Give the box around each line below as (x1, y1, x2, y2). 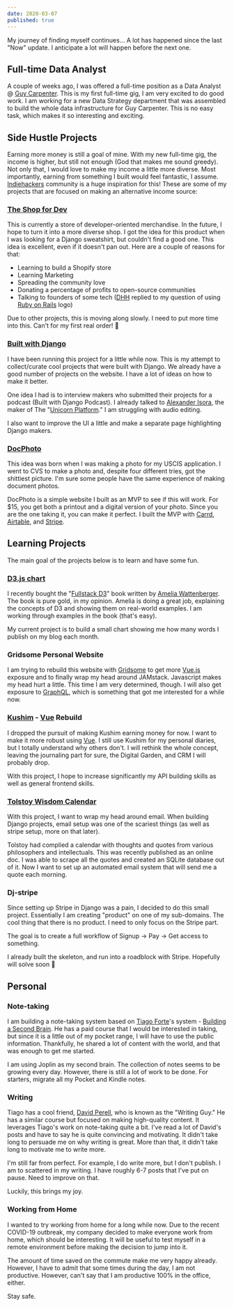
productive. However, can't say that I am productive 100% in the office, (7, 1271, 211, 1279)
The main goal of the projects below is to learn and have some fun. (7, 556, 199, 565)
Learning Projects (7, 537, 86, 549)
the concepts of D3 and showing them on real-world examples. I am (7, 604, 203, 613)
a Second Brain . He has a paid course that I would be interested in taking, (7, 1025, 218, 1032)
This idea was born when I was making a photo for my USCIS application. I (7, 459, 221, 468)
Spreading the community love (17, 278, 106, 286)
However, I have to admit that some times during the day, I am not (7, 1263, 196, 1272)
